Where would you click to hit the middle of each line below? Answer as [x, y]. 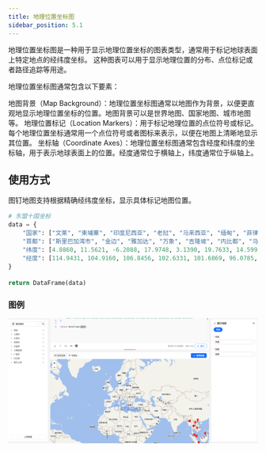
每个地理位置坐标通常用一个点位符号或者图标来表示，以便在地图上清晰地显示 [133, 133]
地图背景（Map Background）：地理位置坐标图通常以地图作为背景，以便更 [128, 103]
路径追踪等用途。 [43, 69]
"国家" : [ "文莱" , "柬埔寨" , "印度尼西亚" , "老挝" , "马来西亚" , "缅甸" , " [135, 234]
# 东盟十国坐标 [30, 217]
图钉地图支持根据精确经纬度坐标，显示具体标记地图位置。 [102, 200]
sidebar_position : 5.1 [46, 25]
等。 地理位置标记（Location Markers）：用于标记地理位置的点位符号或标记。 [133, 123]
